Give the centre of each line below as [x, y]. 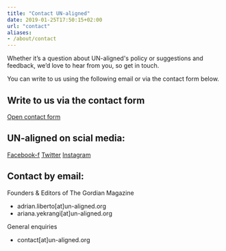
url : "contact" [29, 26]
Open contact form [34, 116]
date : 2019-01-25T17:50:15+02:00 [55, 20]
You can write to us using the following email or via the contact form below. [113, 79]
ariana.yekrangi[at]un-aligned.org [65, 213]
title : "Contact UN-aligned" [49, 13]
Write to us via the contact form [76, 100]
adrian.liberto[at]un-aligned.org [61, 206]
